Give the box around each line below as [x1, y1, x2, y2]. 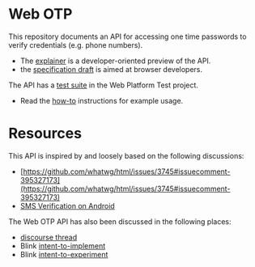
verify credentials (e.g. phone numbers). [8, 40, 143, 49]
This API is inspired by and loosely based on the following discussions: [8, 150, 244, 160]
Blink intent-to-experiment [19, 249, 108, 259]
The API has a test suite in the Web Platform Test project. [8, 80, 198, 90]
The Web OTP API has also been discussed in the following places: [8, 216, 232, 227]
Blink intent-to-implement [19, 240, 106, 251]
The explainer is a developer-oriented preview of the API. [19, 56, 211, 66]
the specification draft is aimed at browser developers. [19, 64, 203, 74]
